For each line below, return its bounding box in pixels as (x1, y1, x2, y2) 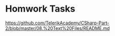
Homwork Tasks (5, 3, 75, 15)
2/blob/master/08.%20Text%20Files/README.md (5, 25, 110, 31)
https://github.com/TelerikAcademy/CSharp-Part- (5, 20, 109, 26)
